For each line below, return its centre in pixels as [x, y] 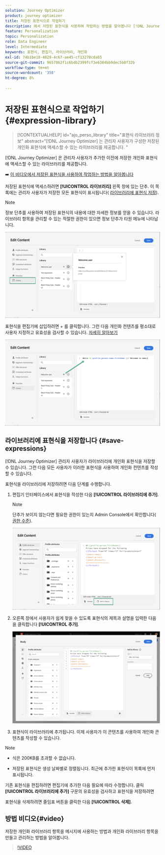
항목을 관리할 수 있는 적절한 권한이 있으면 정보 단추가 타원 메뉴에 [83, 218]
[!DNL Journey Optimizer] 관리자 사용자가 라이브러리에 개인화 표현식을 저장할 [80, 461]
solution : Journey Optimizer [35, 10]
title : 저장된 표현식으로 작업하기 [35, 21]
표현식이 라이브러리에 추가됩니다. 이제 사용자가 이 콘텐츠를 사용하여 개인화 [83, 732]
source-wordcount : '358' [30, 73]
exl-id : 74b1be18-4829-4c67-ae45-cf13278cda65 [54, 57]
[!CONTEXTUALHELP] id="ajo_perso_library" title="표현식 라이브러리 [86, 135]
